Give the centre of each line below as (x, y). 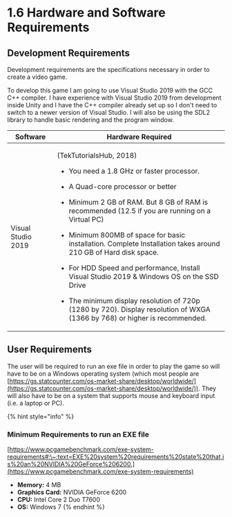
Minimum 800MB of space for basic (127, 235)
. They (207, 388)
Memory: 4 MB (39, 485)
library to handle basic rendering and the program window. (90, 120)
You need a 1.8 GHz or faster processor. (134, 171)
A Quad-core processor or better (123, 187)
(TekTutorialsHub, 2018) (97, 155)
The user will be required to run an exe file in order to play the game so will (114, 366)
